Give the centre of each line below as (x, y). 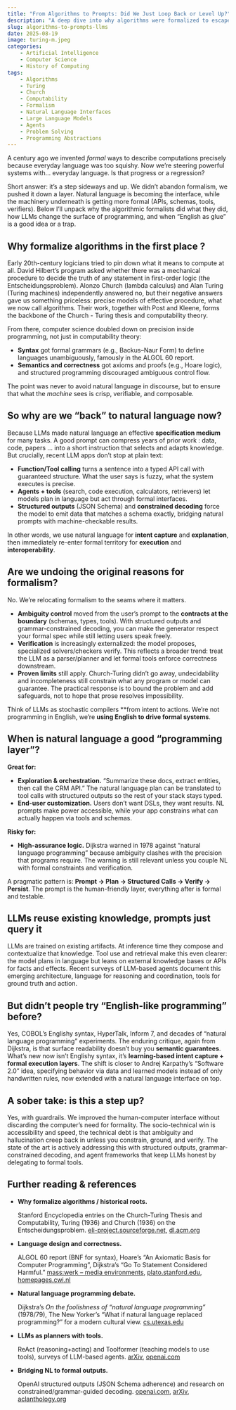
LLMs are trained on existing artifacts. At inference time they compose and (115, 946)
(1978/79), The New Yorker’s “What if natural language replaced (110, 1314)
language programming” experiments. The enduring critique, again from (111, 1041)
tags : (15, 72)
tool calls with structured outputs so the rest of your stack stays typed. (120, 795)
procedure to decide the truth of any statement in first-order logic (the (109, 278)
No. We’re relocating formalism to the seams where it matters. (97, 599)
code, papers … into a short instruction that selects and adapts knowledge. (116, 447)
